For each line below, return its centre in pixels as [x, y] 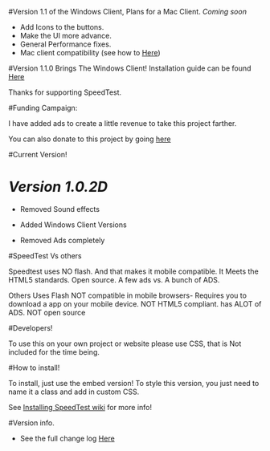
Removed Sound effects [60, 209]
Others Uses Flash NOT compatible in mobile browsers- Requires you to [128, 295]
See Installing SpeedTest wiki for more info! [80, 407]
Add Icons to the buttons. [62, 27]
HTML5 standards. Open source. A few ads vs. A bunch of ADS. [114, 279]
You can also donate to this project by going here [90, 139]
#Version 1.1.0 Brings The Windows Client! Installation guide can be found [130, 68]
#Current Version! [38, 154]
